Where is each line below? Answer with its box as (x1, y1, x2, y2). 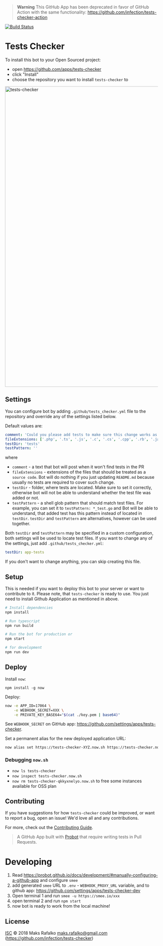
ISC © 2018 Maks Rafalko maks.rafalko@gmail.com (5, 930, 108, 936)
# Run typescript (5, 619, 40, 624)
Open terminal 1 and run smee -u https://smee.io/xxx (12, 893, 120, 899)
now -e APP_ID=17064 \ (5, 703, 51, 708)
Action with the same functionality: (16, 9, 87, 15)
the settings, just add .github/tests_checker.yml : (5, 541, 104, 546)
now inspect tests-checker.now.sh (12, 774, 82, 778)
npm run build (5, 623, 34, 628)
